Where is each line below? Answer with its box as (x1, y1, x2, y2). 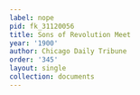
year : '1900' (9, 38, 59, 48)
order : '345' (9, 55, 59, 64)
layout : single (9, 64, 67, 73)
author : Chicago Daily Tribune (9, 47, 127, 56)
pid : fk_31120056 (9, 22, 75, 31)
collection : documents (9, 72, 95, 81)
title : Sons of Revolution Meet (9, 30, 131, 39)
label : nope (9, 13, 54, 23)
